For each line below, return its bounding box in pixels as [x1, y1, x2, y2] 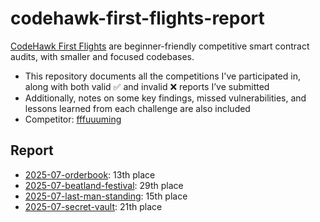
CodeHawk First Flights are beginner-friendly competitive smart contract [10, 40, 310, 52]
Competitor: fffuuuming [24, 113, 122, 125]
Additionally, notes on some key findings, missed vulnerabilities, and [24, 92, 307, 104]
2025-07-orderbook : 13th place [24, 168, 156, 181]
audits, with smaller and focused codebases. [10, 50, 195, 62]
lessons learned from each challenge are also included [24, 102, 251, 114]
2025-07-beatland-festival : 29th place [24, 179, 184, 191]
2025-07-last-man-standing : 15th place [24, 190, 188, 202]
